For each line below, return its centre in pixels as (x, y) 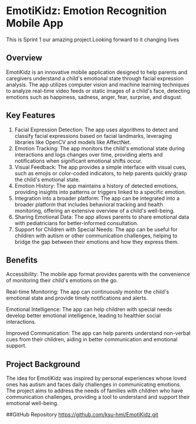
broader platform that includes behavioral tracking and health (89, 204)
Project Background (43, 364)
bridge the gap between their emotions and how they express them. (97, 242)
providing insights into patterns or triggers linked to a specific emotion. (100, 192)
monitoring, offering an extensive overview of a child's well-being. (94, 211)
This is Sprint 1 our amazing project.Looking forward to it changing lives (93, 39)
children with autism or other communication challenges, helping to (96, 235)
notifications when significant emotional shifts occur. (78, 161)
